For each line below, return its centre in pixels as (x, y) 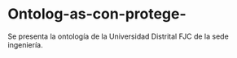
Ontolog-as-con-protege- (97, 14)
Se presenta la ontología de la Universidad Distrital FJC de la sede (118, 36)
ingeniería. (25, 44)
